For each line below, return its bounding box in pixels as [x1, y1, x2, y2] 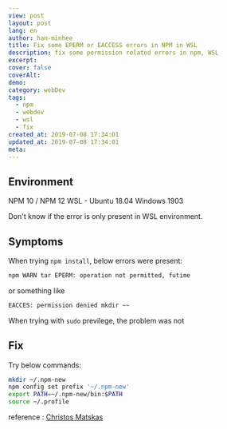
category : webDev [8, 85, 66, 94]
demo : [8, 78, 26, 86]
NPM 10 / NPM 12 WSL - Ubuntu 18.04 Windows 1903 [8, 197, 184, 206]
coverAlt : [8, 71, 41, 79]
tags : [8, 93, 26, 101]
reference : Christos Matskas [8, 412, 104, 422]
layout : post [8, 19, 52, 27]
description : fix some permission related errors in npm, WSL [8, 49, 219, 57]
